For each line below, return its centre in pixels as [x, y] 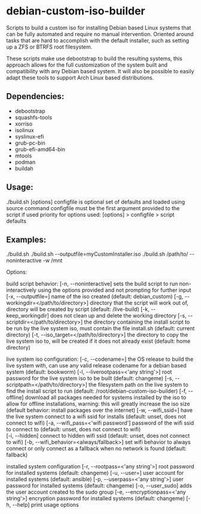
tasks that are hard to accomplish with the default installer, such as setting [98, 40]
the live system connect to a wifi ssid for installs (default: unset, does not [96, 417]
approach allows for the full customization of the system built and [87, 65]
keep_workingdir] [28, 316]
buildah [24, 168]
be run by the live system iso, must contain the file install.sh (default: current [100, 328]
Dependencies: [35, 96]
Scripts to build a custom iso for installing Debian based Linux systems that [99, 28]
